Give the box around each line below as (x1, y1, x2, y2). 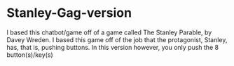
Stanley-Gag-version (6, 5, 132, 21)
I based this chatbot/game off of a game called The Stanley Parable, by (6, 28, 212, 37)
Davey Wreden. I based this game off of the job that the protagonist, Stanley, (6, 35, 228, 44)
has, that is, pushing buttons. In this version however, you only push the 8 (6, 43, 219, 51)
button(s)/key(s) (6, 51, 53, 59)
